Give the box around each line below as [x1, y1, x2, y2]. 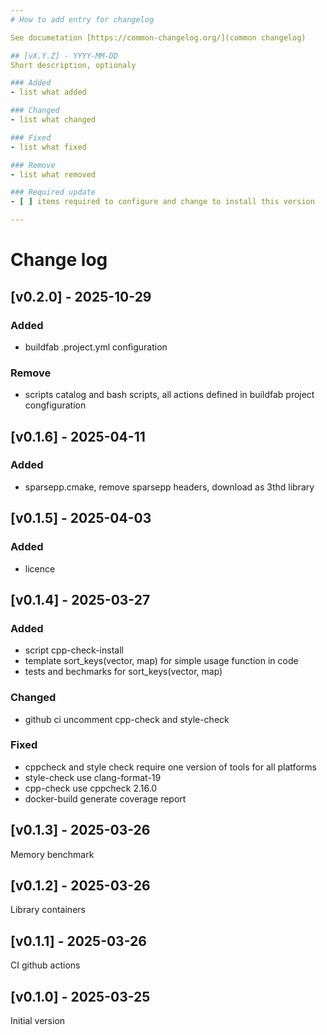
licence [24, 562, 56, 575]
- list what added [10, 87, 87, 98]
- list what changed [10, 115, 97, 125]
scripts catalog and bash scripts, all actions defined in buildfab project [24, 389, 315, 401]
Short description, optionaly [10, 60, 137, 70]
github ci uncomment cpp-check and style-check [24, 713, 230, 725]
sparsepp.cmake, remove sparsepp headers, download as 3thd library [24, 481, 315, 493]
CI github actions [10, 959, 81, 971]
